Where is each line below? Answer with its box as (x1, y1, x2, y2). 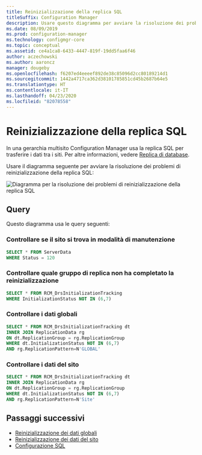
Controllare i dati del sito (6, 360, 79, 369)
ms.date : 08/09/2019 (6, 25, 58, 32)
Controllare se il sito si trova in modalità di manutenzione (6, 236, 176, 244)
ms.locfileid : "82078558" (6, 98, 71, 104)
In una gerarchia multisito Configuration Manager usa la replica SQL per (6, 144, 184, 151)
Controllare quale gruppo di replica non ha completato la (6, 269, 174, 277)
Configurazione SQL (14, 442, 66, 449)
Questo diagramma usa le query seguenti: (6, 221, 110, 228)
